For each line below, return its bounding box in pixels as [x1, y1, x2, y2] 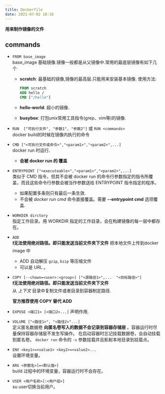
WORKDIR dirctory [12, 213, 48, 218]
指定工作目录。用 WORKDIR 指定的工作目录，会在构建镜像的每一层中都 [12, 218, 156, 224]
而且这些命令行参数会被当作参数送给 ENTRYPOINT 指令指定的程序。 [21, 179, 159, 185]
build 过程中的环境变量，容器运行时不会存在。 [12, 368, 106, 374]
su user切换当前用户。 [12, 384, 58, 390]
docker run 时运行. [12, 147, 50, 153]
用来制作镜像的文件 [5, 26, 44, 32]
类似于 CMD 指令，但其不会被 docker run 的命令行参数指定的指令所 [12, 173, 149, 179]
